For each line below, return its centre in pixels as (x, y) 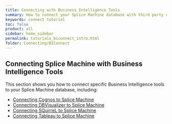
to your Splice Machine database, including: (52, 89)
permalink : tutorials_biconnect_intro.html (52, 39)
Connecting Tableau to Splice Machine (53, 116)
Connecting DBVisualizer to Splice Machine (59, 105)
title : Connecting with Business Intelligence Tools (63, 10)
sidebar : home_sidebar (29, 34)
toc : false (17, 24)
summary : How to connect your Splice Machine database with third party (84, 15)
